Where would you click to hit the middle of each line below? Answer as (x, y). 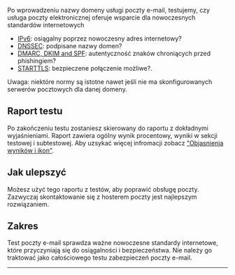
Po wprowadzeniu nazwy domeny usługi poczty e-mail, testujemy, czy (109, 10)
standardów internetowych (46, 25)
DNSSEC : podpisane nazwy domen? (70, 46)
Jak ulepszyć (37, 172)
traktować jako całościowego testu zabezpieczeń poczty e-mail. (100, 258)
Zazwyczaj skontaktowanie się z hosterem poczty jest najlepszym (102, 197)
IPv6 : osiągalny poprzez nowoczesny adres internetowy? (99, 38)
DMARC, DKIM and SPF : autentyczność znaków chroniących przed (114, 53)
